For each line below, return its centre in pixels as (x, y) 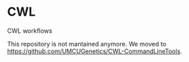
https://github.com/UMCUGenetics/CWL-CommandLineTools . (95, 51)
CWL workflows (30, 31)
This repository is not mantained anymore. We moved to (87, 44)
